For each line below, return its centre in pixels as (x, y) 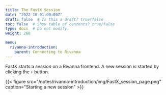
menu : (11, 43)
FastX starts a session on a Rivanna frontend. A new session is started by (82, 66)
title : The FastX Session (33, 10)
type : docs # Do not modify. (37, 29)
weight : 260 (18, 33)
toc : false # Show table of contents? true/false (60, 24)
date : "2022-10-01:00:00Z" (34, 15)
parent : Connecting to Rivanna (48, 52)
